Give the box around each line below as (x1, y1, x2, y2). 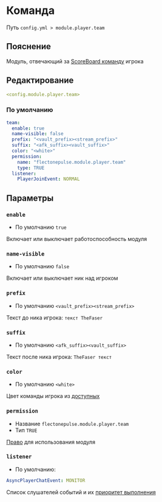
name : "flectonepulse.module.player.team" (17, 159, 126, 165)
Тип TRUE (15, 427, 38, 434)
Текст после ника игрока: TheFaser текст (6, 353, 112, 360)
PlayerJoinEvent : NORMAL (17, 176, 80, 183)
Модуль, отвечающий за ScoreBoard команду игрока (6, 57, 144, 64)
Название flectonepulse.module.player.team (15, 420, 129, 427)
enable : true (12, 125, 45, 131)
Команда (6, 4, 55, 18)
